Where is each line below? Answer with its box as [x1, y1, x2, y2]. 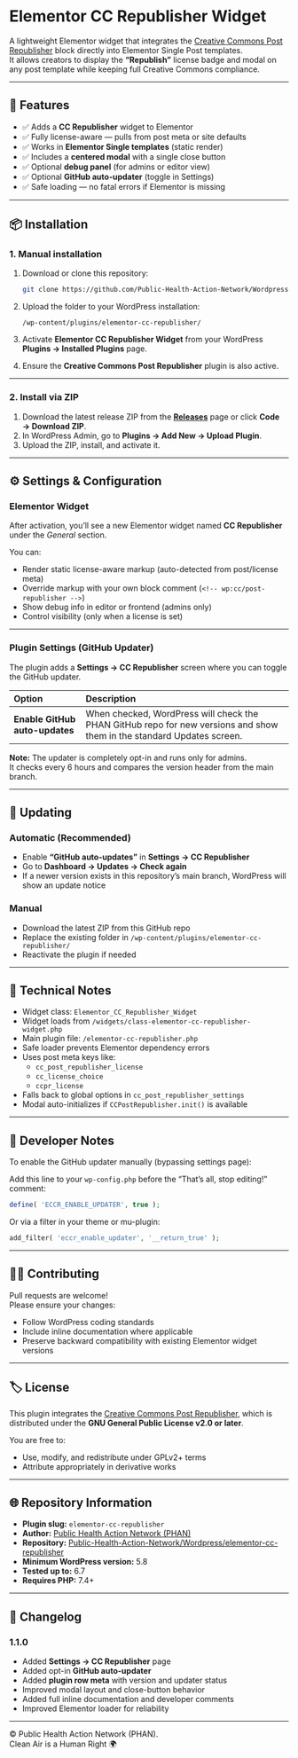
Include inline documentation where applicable [21, 1326, 193, 1337]
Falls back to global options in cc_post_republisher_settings [21, 1089, 245, 1101]
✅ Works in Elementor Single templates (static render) [21, 141, 223, 152]
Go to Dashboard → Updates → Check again [21, 861, 187, 872]
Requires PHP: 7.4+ [21, 1575, 95, 1586]
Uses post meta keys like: [21, 1052, 116, 1063]
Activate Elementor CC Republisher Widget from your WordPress [21, 334, 263, 345]
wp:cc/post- [221, 585, 266, 593]
